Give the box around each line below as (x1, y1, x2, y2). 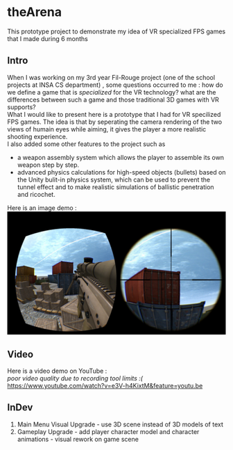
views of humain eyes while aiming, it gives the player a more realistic (7, 124, 207, 133)
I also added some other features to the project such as (7, 140, 166, 148)
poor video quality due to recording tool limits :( (7, 374, 144, 383)
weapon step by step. (17, 161, 80, 169)
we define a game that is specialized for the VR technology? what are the (7, 88, 216, 96)
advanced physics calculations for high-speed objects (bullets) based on (17, 168, 226, 176)
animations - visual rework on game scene (17, 435, 139, 443)
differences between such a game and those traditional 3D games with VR (7, 95, 220, 104)
